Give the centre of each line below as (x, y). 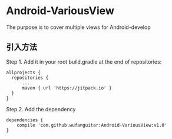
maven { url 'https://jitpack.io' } (67, 88)
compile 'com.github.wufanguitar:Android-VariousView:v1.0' (92, 125)
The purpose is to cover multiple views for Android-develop (79, 27)
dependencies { (25, 120)
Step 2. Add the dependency (41, 109)
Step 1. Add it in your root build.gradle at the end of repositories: (84, 62)
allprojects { (24, 72)
